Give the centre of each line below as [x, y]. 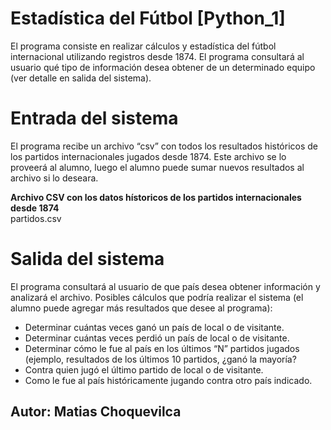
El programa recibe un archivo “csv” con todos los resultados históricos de [164, 146]
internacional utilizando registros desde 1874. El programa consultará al [157, 56]
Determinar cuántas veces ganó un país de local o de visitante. [154, 327]
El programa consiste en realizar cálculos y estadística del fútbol [143, 46]
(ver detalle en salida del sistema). [81, 78]
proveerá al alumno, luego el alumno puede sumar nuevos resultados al [157, 167]
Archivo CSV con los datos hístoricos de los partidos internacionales [156, 197]
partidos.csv [36, 218]
